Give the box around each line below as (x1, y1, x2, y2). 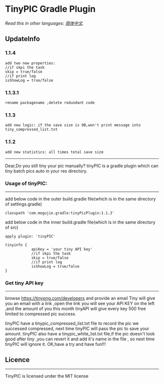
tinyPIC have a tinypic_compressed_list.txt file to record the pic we (5, 320, 139, 327)
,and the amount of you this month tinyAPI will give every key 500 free (5, 306, 146, 312)
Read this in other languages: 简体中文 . (5, 20, 84, 26)
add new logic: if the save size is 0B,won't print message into (5, 123, 141, 128)
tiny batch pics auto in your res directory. (5, 168, 88, 174)
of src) (5, 224, 19, 230)
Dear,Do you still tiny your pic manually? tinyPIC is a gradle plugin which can (5, 163, 159, 169)
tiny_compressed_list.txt (5, 127, 58, 132)
